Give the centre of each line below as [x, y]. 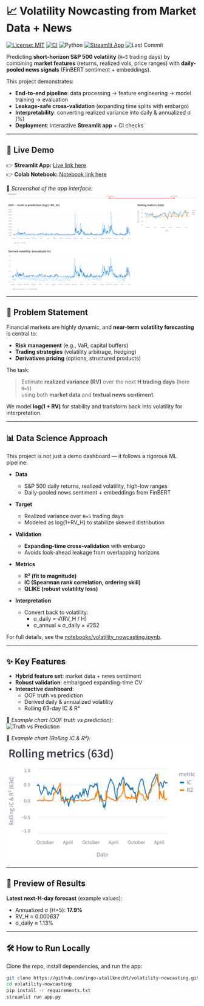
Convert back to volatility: [56, 612]
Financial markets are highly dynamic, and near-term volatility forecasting [100, 327]
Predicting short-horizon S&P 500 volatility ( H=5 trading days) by [88, 56]
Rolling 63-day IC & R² [52, 708]
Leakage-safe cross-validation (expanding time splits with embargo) [102, 106]
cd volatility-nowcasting [39, 984]
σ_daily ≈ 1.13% [34, 923]
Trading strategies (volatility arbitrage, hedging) [76, 351]
